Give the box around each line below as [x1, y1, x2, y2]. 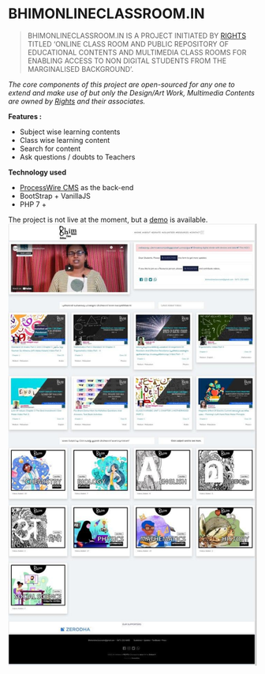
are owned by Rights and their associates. [8, 96, 146, 106]
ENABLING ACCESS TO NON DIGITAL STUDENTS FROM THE [27, 56, 227, 66]
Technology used [8, 167, 67, 177]
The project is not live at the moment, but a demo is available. [8, 215, 208, 224]
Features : [8, 111, 42, 121]
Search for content [19, 144, 81, 153]
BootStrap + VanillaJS [19, 191, 91, 200]
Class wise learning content [19, 135, 110, 144]
